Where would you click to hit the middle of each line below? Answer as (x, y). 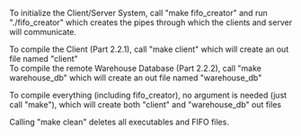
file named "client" (44, 59)
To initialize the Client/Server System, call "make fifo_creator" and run (138, 13)
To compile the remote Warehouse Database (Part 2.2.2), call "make (136, 68)
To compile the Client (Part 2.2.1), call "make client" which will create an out (149, 49)
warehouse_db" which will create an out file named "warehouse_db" (136, 78)
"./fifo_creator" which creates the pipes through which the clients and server (151, 22)
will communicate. (43, 32)
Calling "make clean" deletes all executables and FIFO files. (119, 122)
